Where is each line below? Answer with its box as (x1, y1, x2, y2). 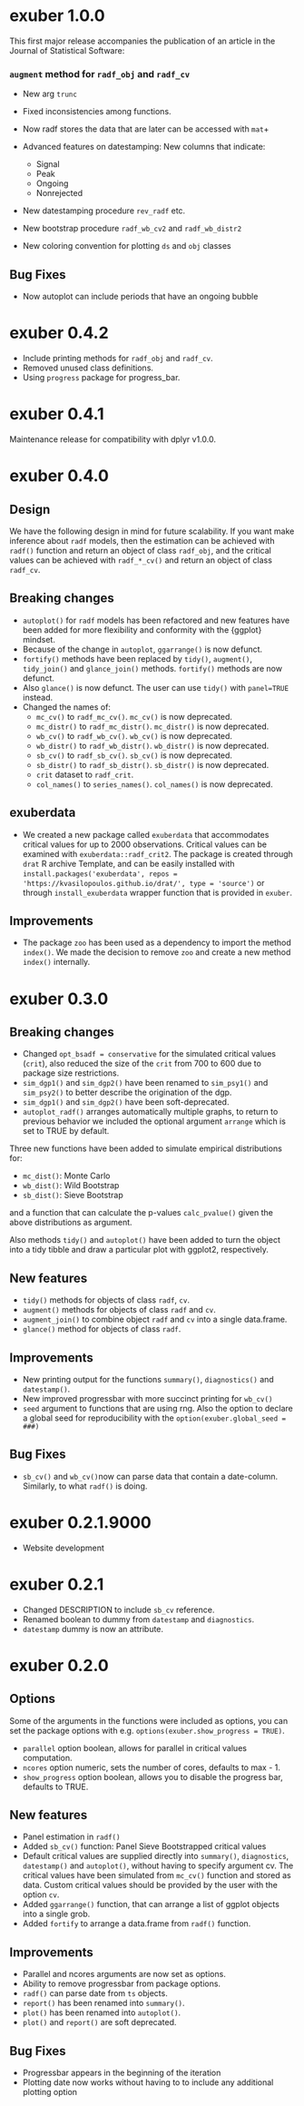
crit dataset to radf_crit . (35, 769, 134, 780)
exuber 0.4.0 (9, 466, 109, 487)
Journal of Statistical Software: (9, 44, 125, 55)
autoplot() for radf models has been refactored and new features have (22, 615, 290, 625)
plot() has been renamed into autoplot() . (22, 2007, 181, 2018)
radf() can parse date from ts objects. (22, 1988, 168, 1999)
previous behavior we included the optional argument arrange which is (22, 1116, 286, 1127)
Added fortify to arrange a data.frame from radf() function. (22, 1918, 251, 1929)
